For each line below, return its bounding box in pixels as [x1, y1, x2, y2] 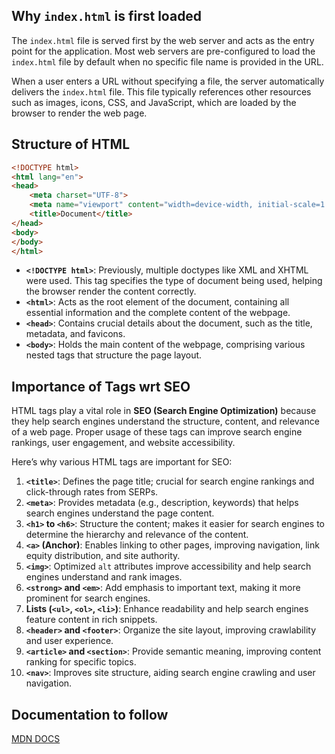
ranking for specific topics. [25, 656, 137, 668]
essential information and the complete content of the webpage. [25, 307, 291, 319]
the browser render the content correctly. [25, 285, 197, 298]
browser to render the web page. [11, 107, 148, 119]
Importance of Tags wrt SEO [11, 378, 191, 395]
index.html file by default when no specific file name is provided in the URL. [11, 55, 324, 68]
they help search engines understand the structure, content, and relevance [11, 415, 320, 428]
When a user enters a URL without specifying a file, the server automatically [11, 75, 325, 87]
